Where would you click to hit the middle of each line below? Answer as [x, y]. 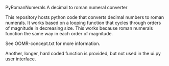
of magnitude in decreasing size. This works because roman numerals [79, 28]
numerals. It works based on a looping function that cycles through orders [83, 23]
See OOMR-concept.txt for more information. [53, 43]
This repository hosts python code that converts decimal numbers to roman [85, 17]
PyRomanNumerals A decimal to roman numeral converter [66, 7]
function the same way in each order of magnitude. [59, 34]
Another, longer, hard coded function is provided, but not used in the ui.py [83, 53]
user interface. [21, 59]
